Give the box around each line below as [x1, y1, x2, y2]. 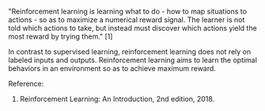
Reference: [8, 79, 44, 88]
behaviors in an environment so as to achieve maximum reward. [8, 64, 216, 73]
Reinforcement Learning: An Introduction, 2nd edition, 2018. [19, 94, 215, 103]
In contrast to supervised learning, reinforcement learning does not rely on [8, 47, 252, 56]
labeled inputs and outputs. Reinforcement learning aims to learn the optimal [8, 55, 257, 65]
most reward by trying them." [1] [8, 31, 113, 41]
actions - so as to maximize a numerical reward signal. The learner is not [8, 15, 245, 24]
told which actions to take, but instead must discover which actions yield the [8, 24, 257, 32]
